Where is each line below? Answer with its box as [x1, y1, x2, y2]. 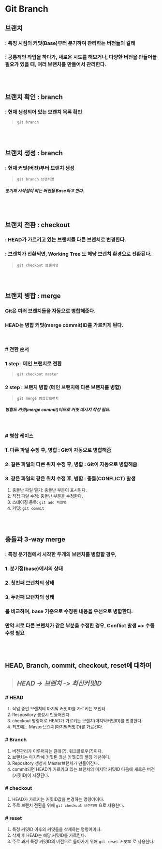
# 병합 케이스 [5, 432, 34, 439]
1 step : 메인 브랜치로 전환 [5, 360, 62, 367]
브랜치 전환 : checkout [5, 221, 70, 229]
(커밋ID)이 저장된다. [12, 772, 50, 778]
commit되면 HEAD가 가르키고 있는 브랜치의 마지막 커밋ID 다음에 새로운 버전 [12, 766, 155, 772]
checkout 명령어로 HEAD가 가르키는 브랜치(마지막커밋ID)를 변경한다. [12, 718, 143, 724]
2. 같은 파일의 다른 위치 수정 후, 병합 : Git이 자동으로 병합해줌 [5, 461, 138, 468]
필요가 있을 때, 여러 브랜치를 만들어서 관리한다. [5, 61, 106, 68]
